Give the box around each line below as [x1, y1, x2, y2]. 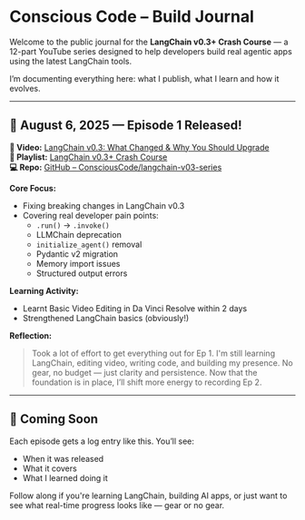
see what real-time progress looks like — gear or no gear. [9, 499, 225, 510]
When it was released [22, 453, 104, 464]
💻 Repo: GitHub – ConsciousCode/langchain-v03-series [9, 162, 222, 172]
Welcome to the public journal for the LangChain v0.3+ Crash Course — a [9, 36, 289, 47]
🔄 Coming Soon [9, 411, 98, 427]
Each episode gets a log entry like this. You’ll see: [9, 436, 195, 446]
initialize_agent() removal [35, 239, 143, 250]
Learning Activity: [9, 285, 79, 296]
